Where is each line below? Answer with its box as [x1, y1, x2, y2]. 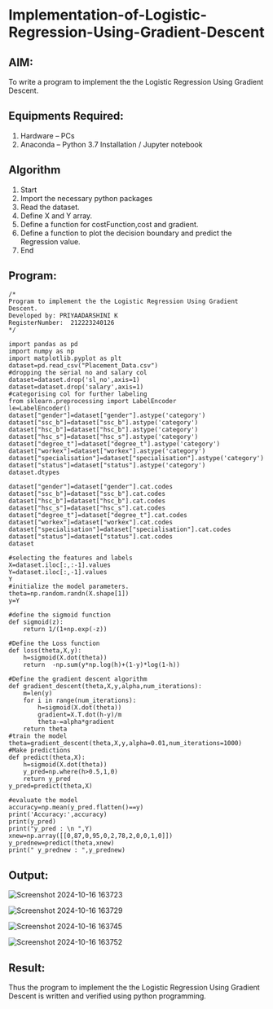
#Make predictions [8, 747, 71, 755]
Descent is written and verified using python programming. [8, 991, 206, 1001]
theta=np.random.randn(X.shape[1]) [8, 590, 130, 598]
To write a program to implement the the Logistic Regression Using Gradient [8, 77, 264, 86]
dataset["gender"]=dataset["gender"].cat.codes [8, 483, 174, 491]
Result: [8, 961, 46, 975]
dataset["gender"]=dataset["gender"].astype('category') [8, 411, 206, 420]
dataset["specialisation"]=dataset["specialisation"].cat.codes [8, 525, 231, 534]
